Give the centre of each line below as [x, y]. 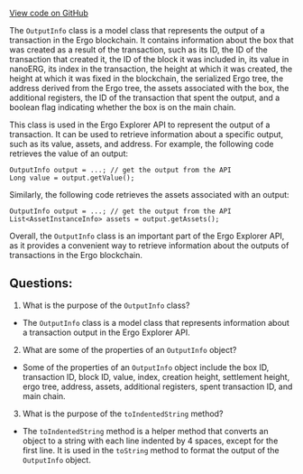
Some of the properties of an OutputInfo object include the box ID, [146, 367]
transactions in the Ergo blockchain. [76, 255]
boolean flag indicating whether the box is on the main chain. [123, 107]
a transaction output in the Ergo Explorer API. [106, 332]
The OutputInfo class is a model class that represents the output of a [137, 30]
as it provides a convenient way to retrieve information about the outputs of [149, 246]
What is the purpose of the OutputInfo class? [106, 305]
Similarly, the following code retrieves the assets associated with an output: [150, 195]
